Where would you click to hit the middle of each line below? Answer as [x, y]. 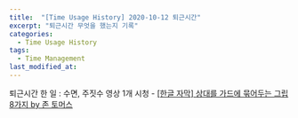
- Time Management [52, 59]
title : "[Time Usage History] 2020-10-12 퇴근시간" [105, 17]
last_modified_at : [43, 67]
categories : [31, 34]
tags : [19, 51]
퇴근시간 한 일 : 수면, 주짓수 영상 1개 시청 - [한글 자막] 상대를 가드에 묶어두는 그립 [149, 93]
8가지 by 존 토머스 [41, 104]
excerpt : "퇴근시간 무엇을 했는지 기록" [74, 26]
